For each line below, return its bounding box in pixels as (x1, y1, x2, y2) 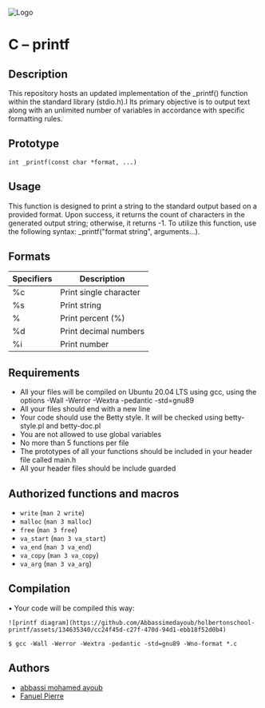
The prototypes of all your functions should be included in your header (19, 447, 253, 456)
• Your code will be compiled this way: (8, 603, 135, 613)
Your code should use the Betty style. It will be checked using (19, 412, 223, 423)
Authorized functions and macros (8, 487, 180, 500)
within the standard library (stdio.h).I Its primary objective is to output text (8, 97, 251, 106)
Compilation (8, 582, 70, 595)
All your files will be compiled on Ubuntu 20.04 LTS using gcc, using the (19, 388, 257, 397)
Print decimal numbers (59, 326, 145, 337)
